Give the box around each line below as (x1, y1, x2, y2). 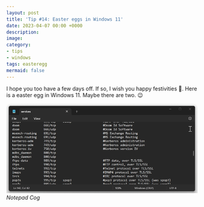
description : (6, 29, 39, 35)
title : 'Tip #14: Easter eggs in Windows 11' (6, 16, 123, 22)
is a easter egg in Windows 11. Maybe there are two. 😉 (6, 91, 144, 98)
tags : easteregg (6, 61, 47, 67)
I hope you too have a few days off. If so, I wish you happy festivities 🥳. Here (6, 85, 197, 92)
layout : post (6, 10, 39, 16)
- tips (6, 49, 23, 55)
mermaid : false (6, 67, 45, 73)
